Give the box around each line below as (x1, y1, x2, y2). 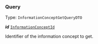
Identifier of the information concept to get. (5, 33, 94, 40)
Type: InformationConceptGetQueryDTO (5, 15, 83, 21)
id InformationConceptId (5, 24, 55, 30)
